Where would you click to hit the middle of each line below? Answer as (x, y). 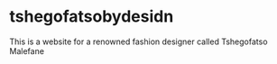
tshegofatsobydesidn (92, 17)
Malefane (27, 50)
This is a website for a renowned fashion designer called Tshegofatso (138, 41)
